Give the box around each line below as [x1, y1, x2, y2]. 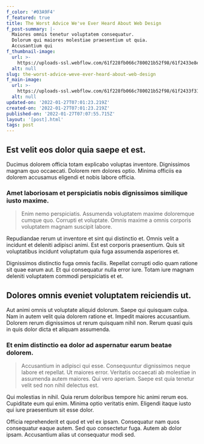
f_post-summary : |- [6, 26, 56, 32]
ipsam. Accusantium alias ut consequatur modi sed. [6, 431, 135, 439]
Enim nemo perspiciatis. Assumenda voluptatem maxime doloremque [21, 210, 195, 218]
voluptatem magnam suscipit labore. [21, 223, 112, 231]
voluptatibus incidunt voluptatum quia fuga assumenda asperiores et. [6, 248, 180, 255]
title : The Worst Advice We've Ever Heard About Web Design [6, 20, 162, 26]
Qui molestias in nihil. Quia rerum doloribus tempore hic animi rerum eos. [6, 394, 188, 401]
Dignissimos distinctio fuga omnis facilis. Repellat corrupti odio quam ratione [6, 260, 198, 267]
